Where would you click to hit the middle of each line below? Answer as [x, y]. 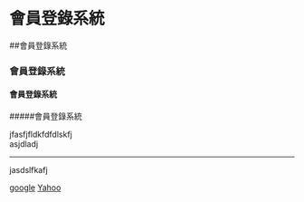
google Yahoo [35, 188]
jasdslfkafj [28, 170]
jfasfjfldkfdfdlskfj [41, 135]
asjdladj [24, 144]
